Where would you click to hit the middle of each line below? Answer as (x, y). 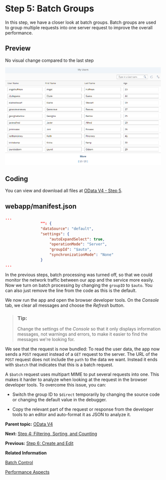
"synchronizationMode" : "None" (81, 255)
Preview (18, 48)
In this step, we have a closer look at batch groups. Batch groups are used (81, 22)
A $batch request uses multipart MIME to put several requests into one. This (82, 375)
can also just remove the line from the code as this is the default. (71, 290)
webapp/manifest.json (41, 206)
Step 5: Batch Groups (50, 9)
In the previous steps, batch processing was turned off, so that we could (79, 275)
